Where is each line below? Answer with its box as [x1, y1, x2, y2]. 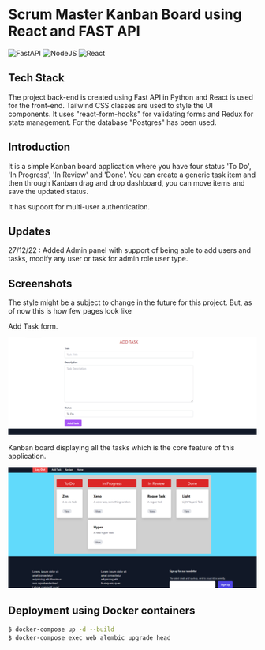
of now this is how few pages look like [8, 306, 132, 316]
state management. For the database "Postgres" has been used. [8, 117, 217, 127]
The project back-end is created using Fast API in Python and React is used [8, 92, 254, 102]
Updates [8, 224, 51, 238]
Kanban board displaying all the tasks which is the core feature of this [8, 443, 235, 453]
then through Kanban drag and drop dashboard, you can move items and [8, 178, 245, 187]
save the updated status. [8, 186, 89, 196]
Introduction [8, 141, 71, 154]
